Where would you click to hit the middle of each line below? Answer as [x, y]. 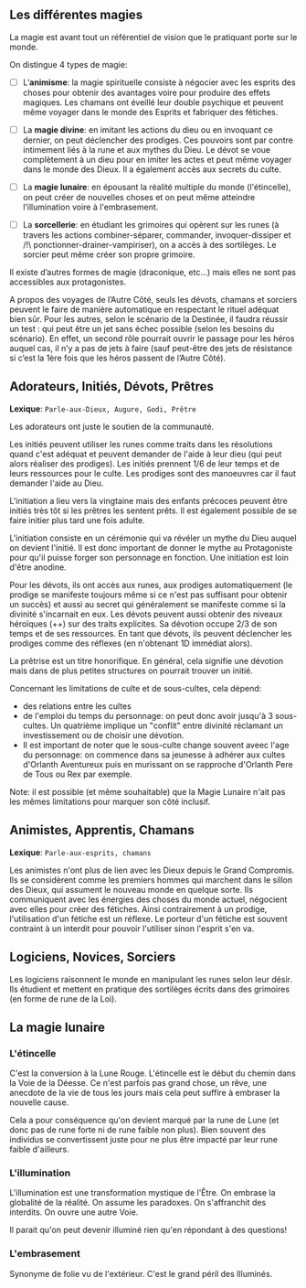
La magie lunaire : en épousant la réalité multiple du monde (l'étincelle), [157, 187]
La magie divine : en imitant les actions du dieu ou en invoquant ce [148, 129]
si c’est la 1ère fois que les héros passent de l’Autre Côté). [118, 358]
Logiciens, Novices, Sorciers [93, 957]
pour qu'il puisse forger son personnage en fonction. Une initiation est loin [149, 557]
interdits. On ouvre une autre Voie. [74, 1212]
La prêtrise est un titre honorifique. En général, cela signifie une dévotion [147, 660]
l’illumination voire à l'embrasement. [90, 207]
